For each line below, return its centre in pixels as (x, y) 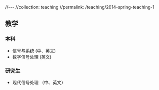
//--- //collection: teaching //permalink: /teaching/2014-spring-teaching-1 (80, 7)
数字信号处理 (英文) (32, 57)
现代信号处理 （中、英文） (39, 82)
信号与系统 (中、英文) (34, 51)
